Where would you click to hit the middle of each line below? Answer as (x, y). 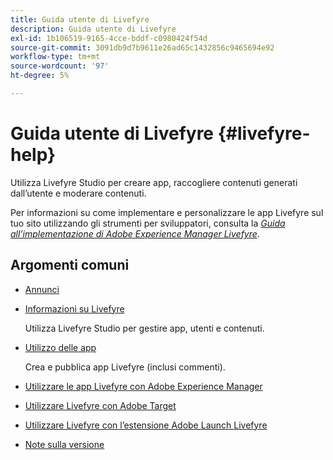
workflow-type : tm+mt (55, 57)
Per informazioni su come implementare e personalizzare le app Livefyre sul (167, 212)
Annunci (42, 289)
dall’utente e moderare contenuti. (78, 193)
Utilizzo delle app (60, 347)
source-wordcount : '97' (60, 66)
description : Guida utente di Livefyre (93, 29)
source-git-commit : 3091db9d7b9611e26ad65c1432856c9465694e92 (142, 47)
